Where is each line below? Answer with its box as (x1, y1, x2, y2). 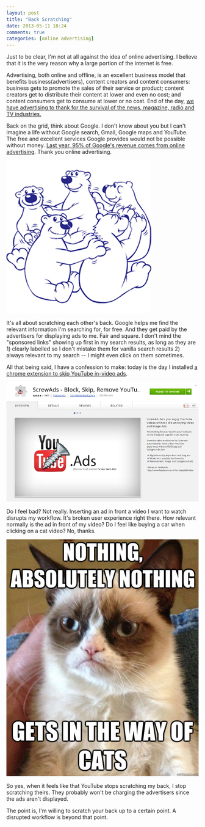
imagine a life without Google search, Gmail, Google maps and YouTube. (6, 129, 188, 136)
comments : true (6, 29, 45, 35)
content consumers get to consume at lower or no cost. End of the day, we (6, 98, 194, 105)
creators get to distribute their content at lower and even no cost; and (6, 91, 181, 98)
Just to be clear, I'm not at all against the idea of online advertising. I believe (6, 53, 198, 60)
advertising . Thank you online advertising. (6, 148, 112, 156)
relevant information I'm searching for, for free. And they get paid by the (6, 326, 187, 333)
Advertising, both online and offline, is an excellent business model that (6, 71, 186, 79)
